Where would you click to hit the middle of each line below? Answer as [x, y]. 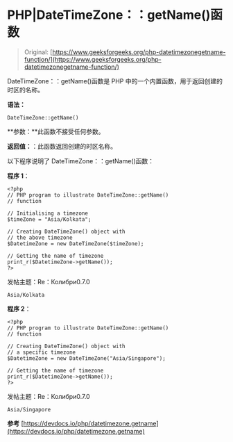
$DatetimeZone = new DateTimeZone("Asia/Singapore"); [87, 358]
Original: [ [38, 52]
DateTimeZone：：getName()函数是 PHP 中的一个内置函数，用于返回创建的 [115, 81]
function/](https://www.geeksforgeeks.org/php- [93, 59]
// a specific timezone [42, 352]
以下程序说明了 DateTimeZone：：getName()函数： [81, 161]
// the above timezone [40, 238]
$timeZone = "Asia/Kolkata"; [49, 219]
